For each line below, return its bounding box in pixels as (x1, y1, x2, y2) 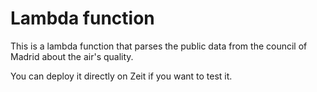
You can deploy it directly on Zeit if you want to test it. (10, 70, 233, 82)
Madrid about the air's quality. (10, 50, 134, 62)
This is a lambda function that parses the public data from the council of (10, 40, 308, 52)
